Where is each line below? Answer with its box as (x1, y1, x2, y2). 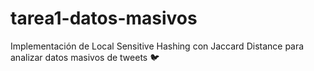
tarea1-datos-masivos (10, 7, 198, 30)
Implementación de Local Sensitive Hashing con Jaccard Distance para (10, 40, 305, 52)
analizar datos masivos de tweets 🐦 (10, 51, 160, 63)
